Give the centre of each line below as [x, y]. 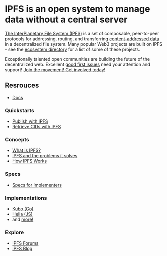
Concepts [17, 139]
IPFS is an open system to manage [78, 9]
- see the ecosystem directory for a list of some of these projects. [73, 49]
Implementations [26, 198]
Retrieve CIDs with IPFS [37, 127]
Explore [15, 232]
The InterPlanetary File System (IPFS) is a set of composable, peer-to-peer [82, 33]
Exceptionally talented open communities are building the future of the [78, 59]
